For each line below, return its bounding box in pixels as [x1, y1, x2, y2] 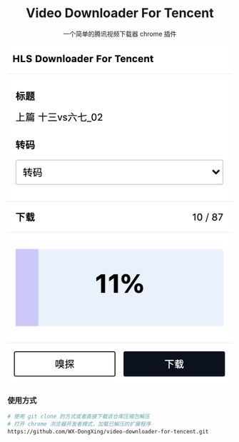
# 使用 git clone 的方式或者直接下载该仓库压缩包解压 [7, 413, 150, 420]
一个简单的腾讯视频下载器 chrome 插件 [63, 29, 177, 38]
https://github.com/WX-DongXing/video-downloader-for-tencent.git [7, 428, 209, 435]
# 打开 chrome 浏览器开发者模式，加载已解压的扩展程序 [7, 420, 151, 428]
